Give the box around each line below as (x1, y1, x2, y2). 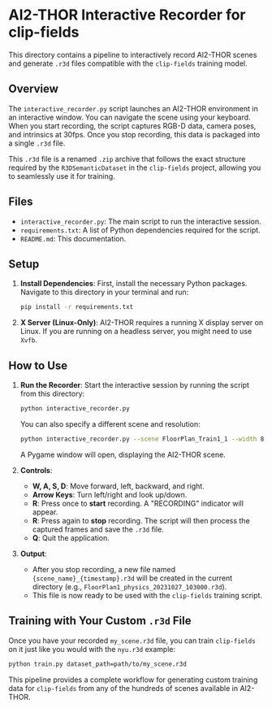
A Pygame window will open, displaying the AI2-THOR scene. (19, 450, 226, 459)
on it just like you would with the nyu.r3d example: (8, 644, 176, 654)
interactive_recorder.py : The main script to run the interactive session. (19, 216, 261, 226)
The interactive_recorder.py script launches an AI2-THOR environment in (8, 103, 258, 113)
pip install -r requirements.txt (19, 303, 134, 311)
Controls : (19, 465, 53, 475)
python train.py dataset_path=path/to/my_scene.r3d (8, 660, 187, 668)
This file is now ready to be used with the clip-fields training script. (32, 590, 262, 600)
